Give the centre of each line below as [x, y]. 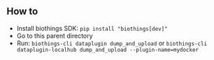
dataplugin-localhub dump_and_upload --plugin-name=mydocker [108, 50]
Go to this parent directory [55, 36]
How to [22, 12]
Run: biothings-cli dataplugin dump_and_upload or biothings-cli [112, 43]
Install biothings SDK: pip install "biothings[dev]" [92, 28]
